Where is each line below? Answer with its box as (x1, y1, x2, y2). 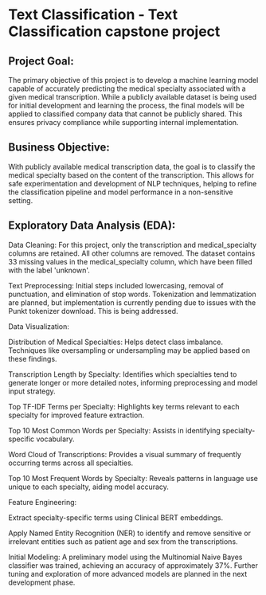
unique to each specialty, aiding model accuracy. (8, 482, 170, 491)
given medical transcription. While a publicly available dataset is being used (8, 92, 257, 101)
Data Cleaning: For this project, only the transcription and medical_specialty (8, 240, 257, 249)
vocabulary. (36, 434, 75, 444)
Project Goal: (8, 54, 74, 68)
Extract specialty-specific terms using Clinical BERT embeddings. (8, 512, 224, 523)
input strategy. (8, 386, 56, 396)
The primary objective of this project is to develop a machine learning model (8, 76, 259, 84)
